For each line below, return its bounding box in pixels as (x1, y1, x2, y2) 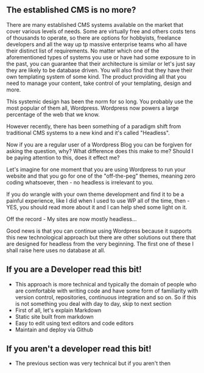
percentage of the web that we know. (6, 110, 100, 118)
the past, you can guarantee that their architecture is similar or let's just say (6, 60, 196, 67)
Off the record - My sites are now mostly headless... (6, 215, 137, 222)
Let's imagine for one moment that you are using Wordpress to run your (6, 165, 186, 173)
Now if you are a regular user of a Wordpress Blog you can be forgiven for (6, 140, 192, 148)
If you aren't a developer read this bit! (6, 344, 152, 354)
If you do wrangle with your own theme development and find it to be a (6, 190, 185, 198)
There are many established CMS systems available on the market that (6, 21, 184, 28)
